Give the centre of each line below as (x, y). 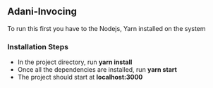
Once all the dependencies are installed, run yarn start (97, 70)
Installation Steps (38, 46)
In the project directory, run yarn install (75, 62)
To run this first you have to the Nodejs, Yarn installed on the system (107, 28)
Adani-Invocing (42, 12)
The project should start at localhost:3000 (80, 77)
